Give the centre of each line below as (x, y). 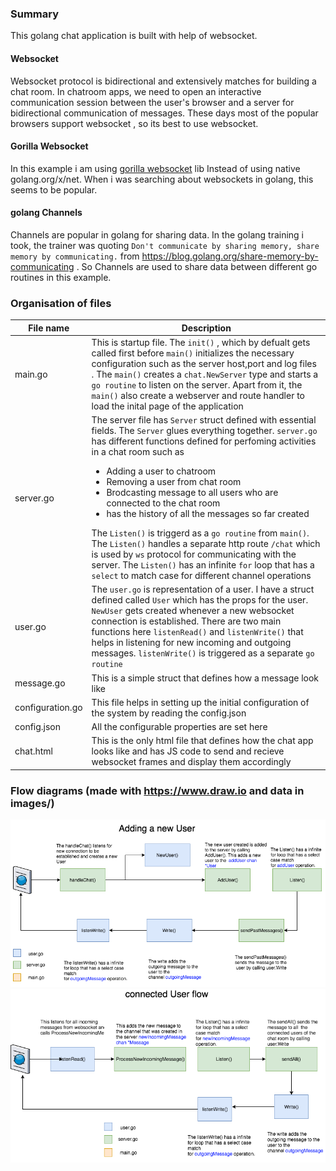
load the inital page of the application (167, 406)
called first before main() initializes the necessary (193, 353)
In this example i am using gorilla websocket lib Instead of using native (155, 168)
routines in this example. (61, 277)
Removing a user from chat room (174, 482)
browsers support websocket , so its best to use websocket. (134, 123)
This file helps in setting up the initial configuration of (200, 702)
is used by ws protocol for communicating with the (194, 554)
